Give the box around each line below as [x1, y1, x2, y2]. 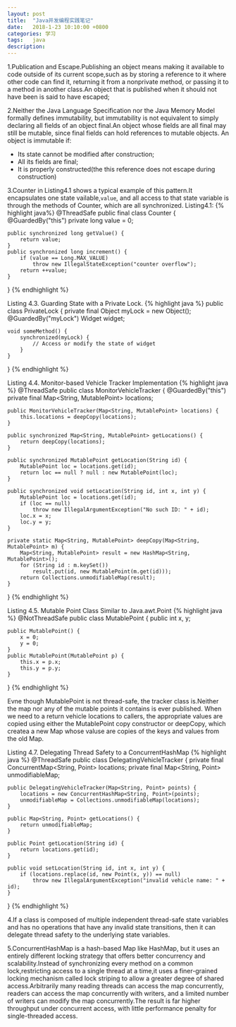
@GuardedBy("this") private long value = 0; [7, 216, 134, 225]
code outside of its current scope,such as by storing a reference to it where [7, 70, 227, 78]
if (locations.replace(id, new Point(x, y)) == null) [20, 871, 181, 878]
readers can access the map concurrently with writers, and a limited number [7, 990, 229, 997]
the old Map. [7, 735, 44, 742]
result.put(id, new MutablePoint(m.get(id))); [32, 568, 172, 575]
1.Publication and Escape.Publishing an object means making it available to [7, 63, 225, 71]
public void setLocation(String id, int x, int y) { [7, 865, 166, 872]
